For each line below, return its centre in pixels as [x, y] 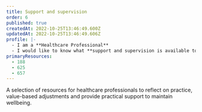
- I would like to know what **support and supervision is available [100, 51]
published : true [26, 23]
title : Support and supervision [47, 12]
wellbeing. [19, 103]
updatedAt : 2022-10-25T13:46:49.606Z [54, 34]
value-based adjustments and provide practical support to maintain [90, 96]
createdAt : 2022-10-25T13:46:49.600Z [54, 28]
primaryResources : [29, 56]
